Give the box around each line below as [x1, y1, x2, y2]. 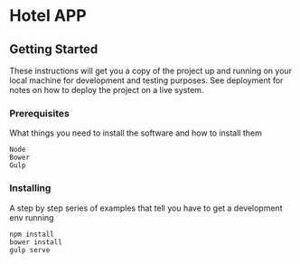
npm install [9, 230, 54, 239]
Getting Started [9, 42, 98, 57]
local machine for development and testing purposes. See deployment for [9, 75, 284, 86]
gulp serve [9, 245, 51, 254]
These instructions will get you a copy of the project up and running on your [9, 65, 292, 76]
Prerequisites [9, 107, 70, 119]
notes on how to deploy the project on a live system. [9, 85, 204, 95]
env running [9, 212, 54, 222]
